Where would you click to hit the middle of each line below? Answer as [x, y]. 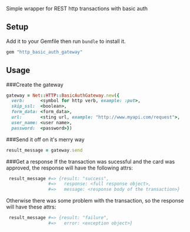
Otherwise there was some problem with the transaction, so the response [95, 201]
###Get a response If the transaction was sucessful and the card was [91, 161]
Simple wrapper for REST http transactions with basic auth [77, 9]
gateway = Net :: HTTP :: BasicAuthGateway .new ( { [63, 95]
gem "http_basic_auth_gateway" [44, 52]
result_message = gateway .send [44, 150]
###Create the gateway [35, 84]
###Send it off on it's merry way [45, 139]
